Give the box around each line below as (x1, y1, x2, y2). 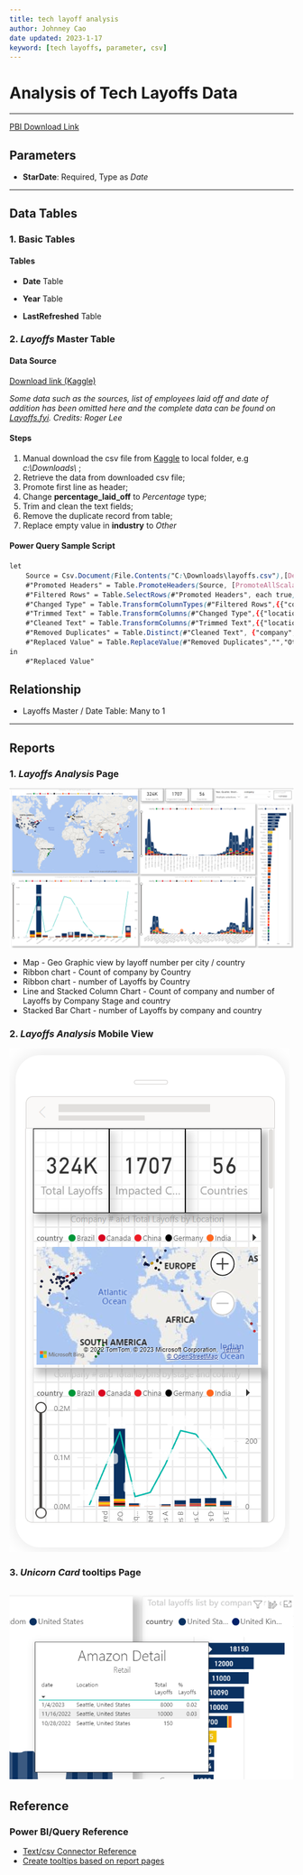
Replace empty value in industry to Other (22, 520, 178, 531)
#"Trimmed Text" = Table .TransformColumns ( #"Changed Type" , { (25, 609, 260, 618)
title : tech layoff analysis (9, 14, 119, 23)
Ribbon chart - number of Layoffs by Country (22, 976, 191, 987)
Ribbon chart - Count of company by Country (22, 966, 191, 978)
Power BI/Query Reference (9, 1825, 129, 1838)
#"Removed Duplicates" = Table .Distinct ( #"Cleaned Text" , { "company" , (25, 628, 297, 638)
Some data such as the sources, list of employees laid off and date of (9, 393, 269, 403)
